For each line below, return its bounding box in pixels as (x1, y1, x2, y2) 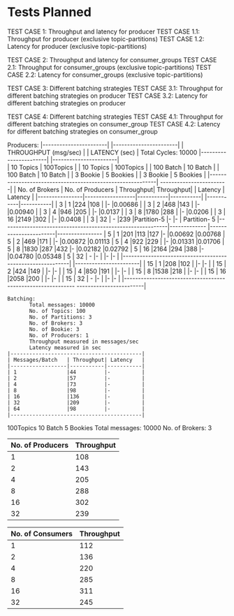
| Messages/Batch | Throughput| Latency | (7, 356, 145, 363)
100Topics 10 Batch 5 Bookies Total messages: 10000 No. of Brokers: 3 (7, 423, 212, 432)
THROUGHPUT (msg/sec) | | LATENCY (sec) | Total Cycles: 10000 (7, 148, 198, 156)
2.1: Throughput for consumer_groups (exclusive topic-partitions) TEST (7, 63, 212, 71)
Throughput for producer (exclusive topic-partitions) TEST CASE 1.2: (7, 34, 205, 43)
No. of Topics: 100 (29, 307, 86, 314)
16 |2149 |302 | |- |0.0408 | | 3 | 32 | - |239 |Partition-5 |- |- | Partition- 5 (7, 214, 216, 223)
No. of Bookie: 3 (29, 325, 80, 332)
